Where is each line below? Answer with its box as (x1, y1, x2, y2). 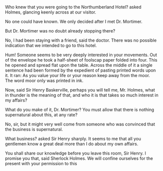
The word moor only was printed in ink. (5, 78, 84, 83)
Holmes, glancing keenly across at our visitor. (5, 9, 96, 15)
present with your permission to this (5, 161, 77, 166)
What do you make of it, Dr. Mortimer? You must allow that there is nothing (5, 107, 154, 112)
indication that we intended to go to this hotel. (5, 43, 97, 48)
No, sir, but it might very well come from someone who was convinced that (5, 121, 155, 127)
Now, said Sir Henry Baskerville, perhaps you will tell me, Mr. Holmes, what (5, 87, 155, 93)
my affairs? (5, 97, 28, 103)
